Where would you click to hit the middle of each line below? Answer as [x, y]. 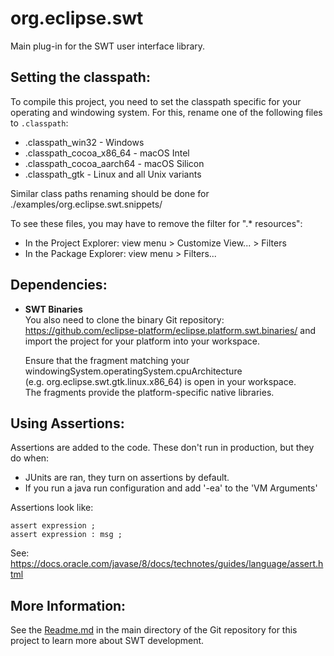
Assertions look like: [52, 508]
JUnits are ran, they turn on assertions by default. [127, 478]
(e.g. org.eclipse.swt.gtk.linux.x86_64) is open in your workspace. [160, 381]
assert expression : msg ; [66, 535]
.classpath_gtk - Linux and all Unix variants [113, 174]
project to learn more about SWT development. [107, 641]
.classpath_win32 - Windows [84, 142]
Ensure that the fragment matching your [107, 360]
